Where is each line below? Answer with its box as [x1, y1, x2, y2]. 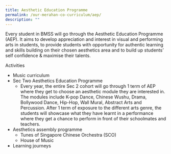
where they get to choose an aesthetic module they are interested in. [20, 89, 165, 95]
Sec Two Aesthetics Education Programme [12, 78, 103, 84]
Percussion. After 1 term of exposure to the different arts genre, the [20, 105, 162, 111]
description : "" [5, 17, 40, 22]
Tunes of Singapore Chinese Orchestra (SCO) [20, 132, 116, 138]
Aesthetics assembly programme [12, 126, 83, 133]
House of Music [20, 137, 54, 143]
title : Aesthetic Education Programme [5, 7, 88, 13]
